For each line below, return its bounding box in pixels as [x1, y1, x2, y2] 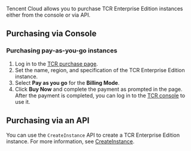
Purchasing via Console [6, 29, 97, 39]
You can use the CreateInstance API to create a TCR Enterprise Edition [6, 131, 180, 138]
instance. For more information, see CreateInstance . [6, 137, 135, 145]
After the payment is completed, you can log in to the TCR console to [14, 92, 186, 99]
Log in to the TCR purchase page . [14, 60, 98, 67]
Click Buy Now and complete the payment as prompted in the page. [14, 85, 183, 93]
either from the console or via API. [6, 11, 91, 19]
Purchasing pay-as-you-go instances [6, 47, 118, 55]
